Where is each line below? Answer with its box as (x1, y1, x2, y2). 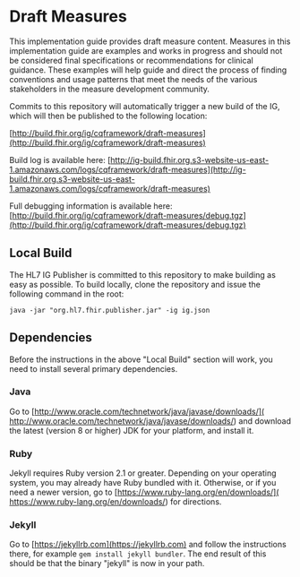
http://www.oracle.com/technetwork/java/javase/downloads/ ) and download (9, 415, 292, 426)
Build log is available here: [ (9, 154, 111, 165)
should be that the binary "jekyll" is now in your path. (9, 558, 205, 569)
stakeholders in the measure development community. (9, 83, 210, 94)
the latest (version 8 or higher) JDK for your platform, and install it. (9, 425, 254, 435)
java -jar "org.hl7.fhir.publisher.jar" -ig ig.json (9, 306, 210, 314)
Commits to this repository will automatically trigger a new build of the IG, (9, 100, 280, 111)
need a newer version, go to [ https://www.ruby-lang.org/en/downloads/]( (9, 487, 279, 498)
